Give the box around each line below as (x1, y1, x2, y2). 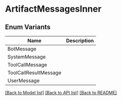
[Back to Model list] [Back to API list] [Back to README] (5, 90, 117, 96)
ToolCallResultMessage (7, 69, 61, 76)
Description (66, 38, 94, 44)
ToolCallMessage (7, 61, 47, 68)
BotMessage (7, 45, 37, 52)
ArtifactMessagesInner (5, 3, 102, 15)
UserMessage (7, 77, 40, 84)
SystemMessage (7, 54, 46, 60)
